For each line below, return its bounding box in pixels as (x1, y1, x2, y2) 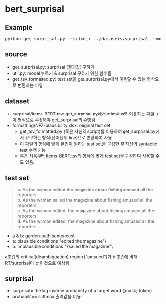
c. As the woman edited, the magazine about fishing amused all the (17, 208, 155, 214)
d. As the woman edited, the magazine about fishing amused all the (17, 218, 155, 224)
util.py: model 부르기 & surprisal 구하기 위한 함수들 (12, 70, 112, 76)
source (5, 50, 27, 59)
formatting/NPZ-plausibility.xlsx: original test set (12, 122, 111, 128)
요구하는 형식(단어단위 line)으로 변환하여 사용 (25, 134, 112, 140)
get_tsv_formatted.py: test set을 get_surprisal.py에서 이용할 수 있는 (12, 76, 146, 82)
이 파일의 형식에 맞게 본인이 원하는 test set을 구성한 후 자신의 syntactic (19, 141, 157, 147)
